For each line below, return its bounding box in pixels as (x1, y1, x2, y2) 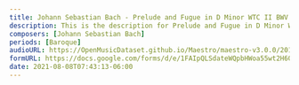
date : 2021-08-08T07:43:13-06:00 (9, 63, 133, 72)
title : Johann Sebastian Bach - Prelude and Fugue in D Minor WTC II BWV (9, 12, 289, 22)
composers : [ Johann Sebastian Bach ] (9, 29, 145, 38)
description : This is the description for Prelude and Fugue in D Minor (9, 21, 285, 30)
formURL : (9, 54, 42, 63)
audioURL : (9, 46, 46, 55)
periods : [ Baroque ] (9, 37, 82, 47)
